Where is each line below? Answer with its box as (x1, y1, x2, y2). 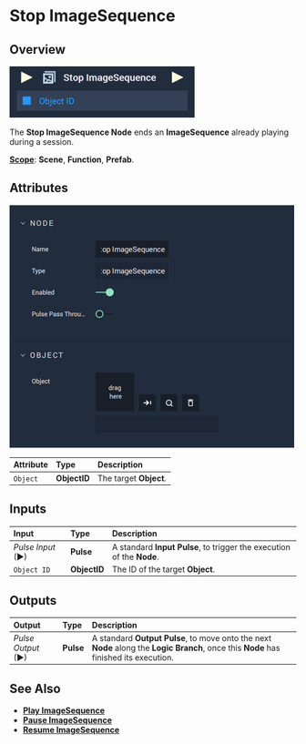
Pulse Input (13, 541, 56, 552)
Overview (9, 42, 66, 57)
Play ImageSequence (22, 705, 105, 716)
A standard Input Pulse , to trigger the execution (112, 541, 291, 552)
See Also (9, 680, 61, 697)
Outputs (9, 593, 57, 608)
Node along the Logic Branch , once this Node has (91, 642, 280, 653)
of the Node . (112, 551, 159, 562)
